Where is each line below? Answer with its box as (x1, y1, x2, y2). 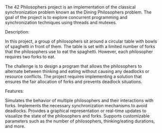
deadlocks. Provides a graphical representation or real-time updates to (5, 108, 146, 114)
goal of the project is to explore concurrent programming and (5, 15, 128, 20)
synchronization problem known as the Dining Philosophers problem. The (5, 9, 152, 15)
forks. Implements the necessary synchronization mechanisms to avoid (5, 103, 147, 108)
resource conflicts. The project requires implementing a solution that (5, 74, 142, 79)
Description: (5, 29, 30, 34)
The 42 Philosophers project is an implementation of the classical (5, 4, 136, 10)
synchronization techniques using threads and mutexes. (5, 19, 117, 25)
